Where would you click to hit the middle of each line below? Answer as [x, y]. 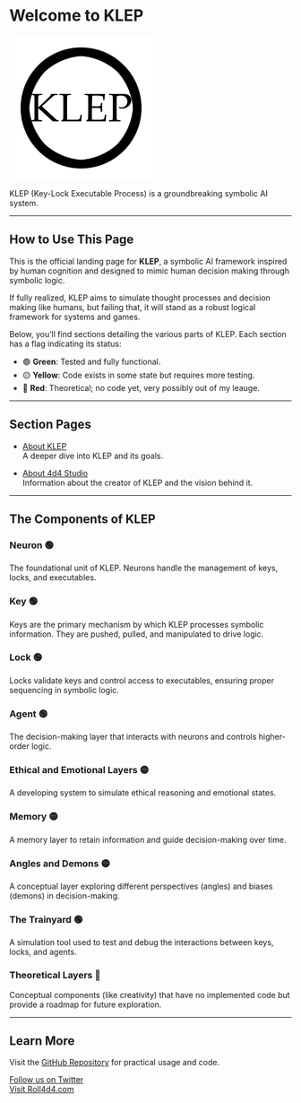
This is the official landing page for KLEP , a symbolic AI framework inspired [148, 261]
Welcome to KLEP [77, 16]
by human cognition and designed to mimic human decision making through [149, 271]
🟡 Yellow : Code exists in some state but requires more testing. [138, 375]
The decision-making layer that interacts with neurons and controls [133, 737]
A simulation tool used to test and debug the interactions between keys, [142, 942]
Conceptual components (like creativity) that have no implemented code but [150, 994]
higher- [272, 737]
